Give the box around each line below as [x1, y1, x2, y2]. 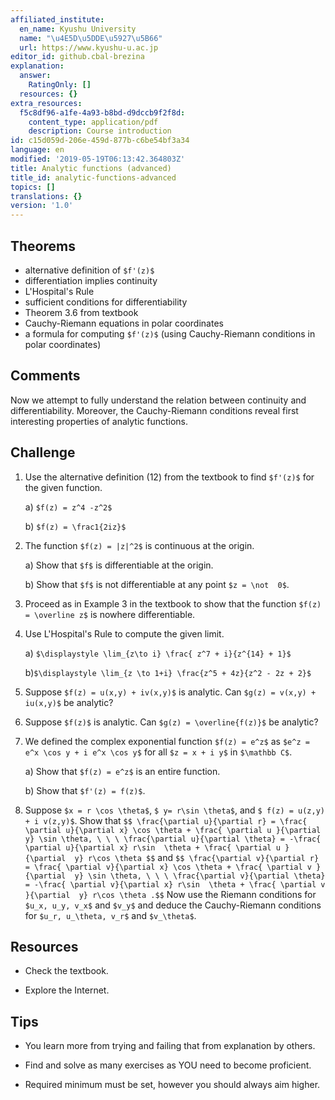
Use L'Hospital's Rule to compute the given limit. [24, 627, 225, 640]
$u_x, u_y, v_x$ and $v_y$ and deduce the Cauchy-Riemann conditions [24, 899, 322, 911]
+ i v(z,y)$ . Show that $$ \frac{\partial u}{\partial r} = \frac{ [24, 814, 308, 826]
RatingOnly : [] [28, 80, 92, 90]
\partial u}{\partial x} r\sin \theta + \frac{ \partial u [24, 842, 281, 853]
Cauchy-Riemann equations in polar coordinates [24, 317, 224, 329]
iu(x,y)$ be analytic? [24, 696, 114, 708]
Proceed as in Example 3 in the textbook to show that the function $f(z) [24, 597, 322, 610]
